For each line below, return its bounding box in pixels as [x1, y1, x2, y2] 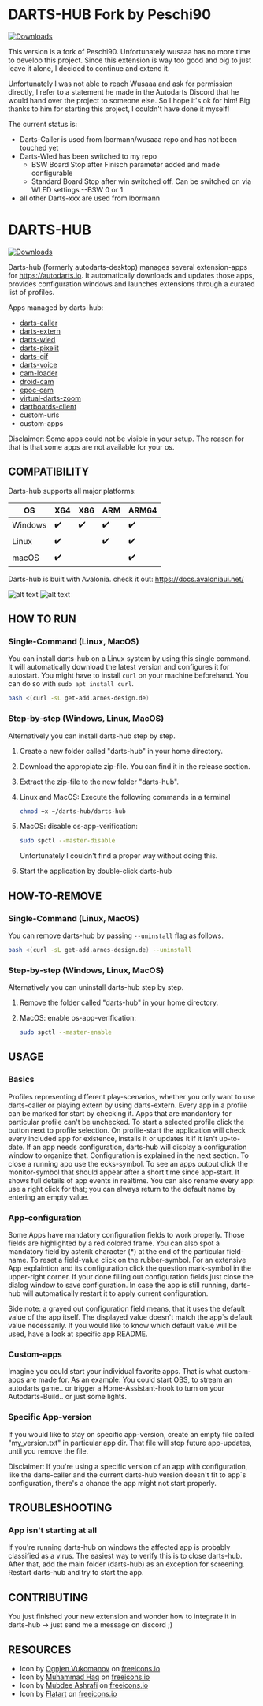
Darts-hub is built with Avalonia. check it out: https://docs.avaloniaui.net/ [8, 574, 244, 584]
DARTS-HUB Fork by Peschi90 [8, 6, 211, 24]
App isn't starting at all [8, 1525, 97, 1536]
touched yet [19, 143, 59, 152]
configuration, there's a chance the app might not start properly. [8, 1478, 217, 1488]
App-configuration [8, 1212, 82, 1223]
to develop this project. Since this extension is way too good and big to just [8, 55, 252, 65]
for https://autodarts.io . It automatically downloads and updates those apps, [8, 271, 254, 280]
